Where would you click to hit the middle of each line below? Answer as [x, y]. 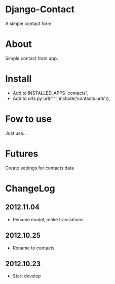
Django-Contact [40, 9]
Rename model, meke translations [48, 219]
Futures [22, 153]
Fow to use [29, 119]
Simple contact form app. [32, 58]
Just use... [16, 133]
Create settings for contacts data [40, 168]
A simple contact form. [29, 23]
